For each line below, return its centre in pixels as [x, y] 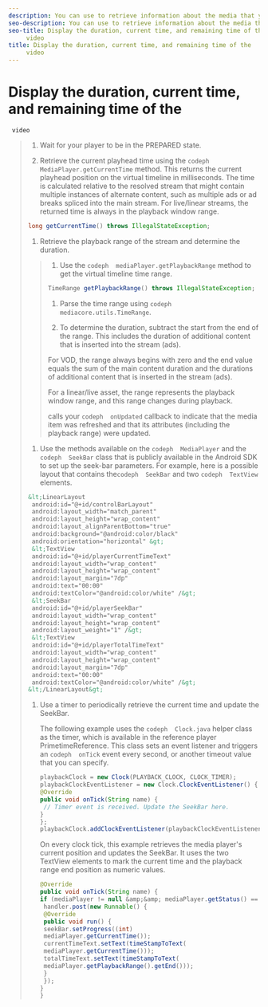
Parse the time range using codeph [116, 303]
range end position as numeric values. [102, 870]
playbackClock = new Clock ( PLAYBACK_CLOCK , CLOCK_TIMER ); [138, 777]
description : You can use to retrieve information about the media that [132, 16]
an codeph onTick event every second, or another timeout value [146, 754]
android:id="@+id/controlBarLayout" [93, 504]
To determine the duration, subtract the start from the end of [159, 327]
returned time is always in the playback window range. [129, 211]
